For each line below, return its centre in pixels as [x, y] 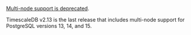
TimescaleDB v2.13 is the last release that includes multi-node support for [95, 20]
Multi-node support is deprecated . [48, 8]
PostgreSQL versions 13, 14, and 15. [49, 26]
